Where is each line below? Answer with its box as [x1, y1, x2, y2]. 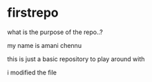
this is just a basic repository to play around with [7, 54, 145, 63]
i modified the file [7, 68, 57, 76]
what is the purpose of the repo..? [7, 28, 104, 36]
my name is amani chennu [7, 41, 82, 49]
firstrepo [7, 5, 59, 21]
